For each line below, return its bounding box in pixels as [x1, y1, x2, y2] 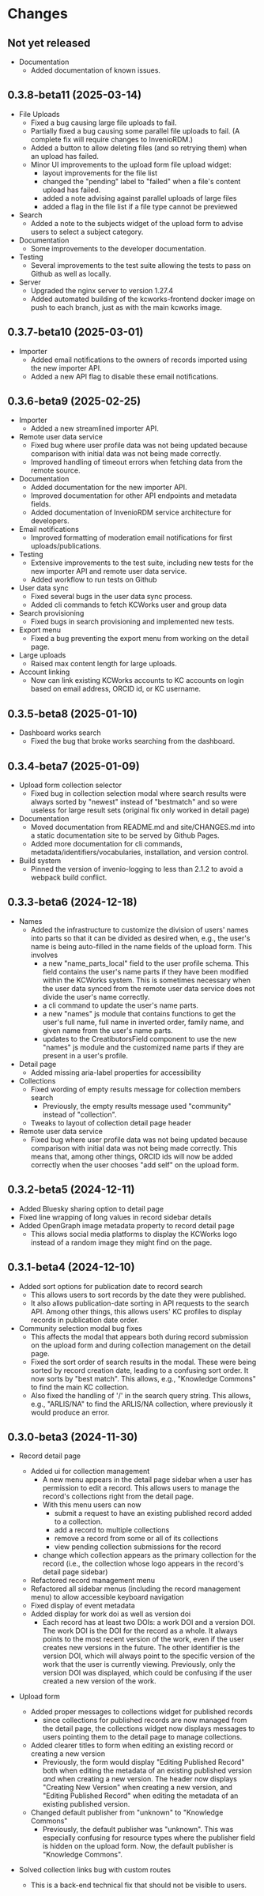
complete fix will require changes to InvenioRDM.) [30, 134, 194, 144]
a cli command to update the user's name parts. [42, 1001, 199, 1010]
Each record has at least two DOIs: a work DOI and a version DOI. [42, 1618, 256, 1627]
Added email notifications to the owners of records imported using [30, 355, 247, 364]
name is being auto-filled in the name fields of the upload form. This [30, 941, 252, 951]
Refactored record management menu [30, 1576, 156, 1585]
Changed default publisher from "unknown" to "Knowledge [30, 1807, 224, 1818]
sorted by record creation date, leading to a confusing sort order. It [30, 1365, 249, 1375]
